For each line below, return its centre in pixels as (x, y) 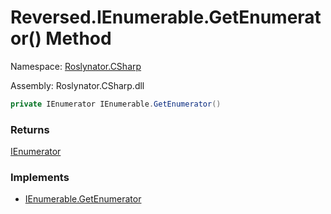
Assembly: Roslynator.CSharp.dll (77, 85)
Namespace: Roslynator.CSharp (76, 66)
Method (78, 38)
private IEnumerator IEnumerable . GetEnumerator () (116, 104)
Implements (40, 178)
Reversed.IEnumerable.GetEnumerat (166, 17)
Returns (30, 129)
